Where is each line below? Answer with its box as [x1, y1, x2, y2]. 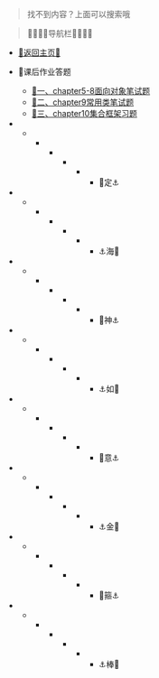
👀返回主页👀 [17, 47, 61, 58]
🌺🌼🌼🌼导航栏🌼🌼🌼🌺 [26, 28, 93, 39]
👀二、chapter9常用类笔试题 [31, 97, 135, 107]
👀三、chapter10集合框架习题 [31, 108, 137, 118]
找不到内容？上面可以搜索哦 [26, 9, 131, 19]
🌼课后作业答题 [17, 67, 71, 77]
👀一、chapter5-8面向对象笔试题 [31, 86, 151, 96]
